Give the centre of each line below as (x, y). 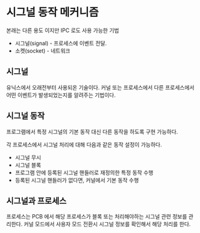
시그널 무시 (28, 157)
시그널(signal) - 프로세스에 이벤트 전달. (61, 43)
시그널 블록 (28, 165)
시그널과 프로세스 (36, 201)
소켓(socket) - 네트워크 (42, 51)
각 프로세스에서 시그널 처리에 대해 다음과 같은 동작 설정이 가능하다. (84, 144)
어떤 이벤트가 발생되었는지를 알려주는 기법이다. (61, 95)
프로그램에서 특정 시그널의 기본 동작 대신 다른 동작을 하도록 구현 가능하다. (92, 131)
